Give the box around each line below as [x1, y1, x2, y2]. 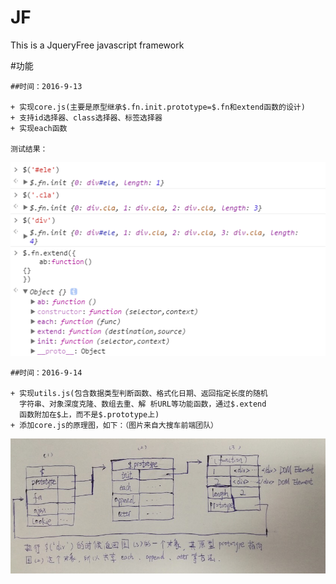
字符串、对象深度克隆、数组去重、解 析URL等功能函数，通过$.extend [19, 399, 267, 410]
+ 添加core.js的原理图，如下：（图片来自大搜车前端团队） [10, 421, 218, 431]
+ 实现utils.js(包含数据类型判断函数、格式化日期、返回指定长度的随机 [10, 389, 268, 399]
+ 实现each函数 [10, 123, 68, 133]
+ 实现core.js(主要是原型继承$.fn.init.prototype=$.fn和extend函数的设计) [10, 102, 306, 112]
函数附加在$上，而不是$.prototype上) [19, 410, 160, 420]
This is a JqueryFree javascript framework [10, 39, 185, 51]
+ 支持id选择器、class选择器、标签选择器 [10, 112, 163, 123]
